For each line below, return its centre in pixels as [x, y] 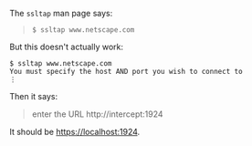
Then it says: [33, 96]
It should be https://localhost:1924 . [75, 132]
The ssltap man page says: [61, 13]
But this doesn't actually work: [67, 47]
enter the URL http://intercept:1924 [97, 114]
